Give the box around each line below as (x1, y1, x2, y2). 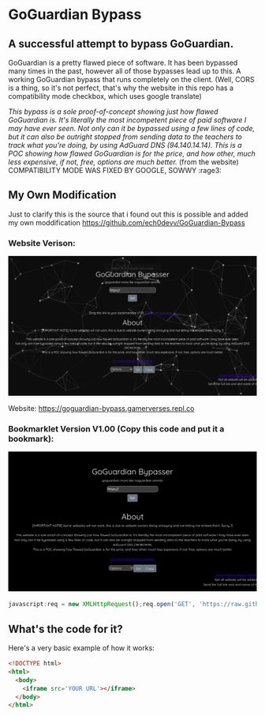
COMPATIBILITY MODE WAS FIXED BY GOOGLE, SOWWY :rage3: (8, 166, 222, 175)
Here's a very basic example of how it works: (8, 643, 155, 653)
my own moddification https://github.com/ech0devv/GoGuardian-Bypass (8, 217, 246, 227)
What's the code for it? (8, 622, 124, 635)
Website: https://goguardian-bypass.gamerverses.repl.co (8, 404, 195, 413)
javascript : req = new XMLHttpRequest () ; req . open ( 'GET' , (8, 601, 196, 609)
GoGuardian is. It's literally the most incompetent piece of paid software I (8, 115, 247, 124)
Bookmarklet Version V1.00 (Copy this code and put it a (8, 424, 225, 435)
